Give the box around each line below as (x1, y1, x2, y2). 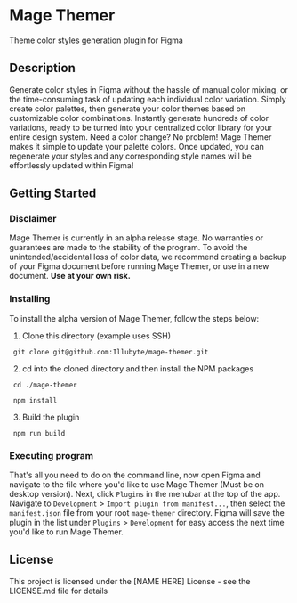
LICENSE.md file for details (9, 585, 108, 596)
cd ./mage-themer (12, 380, 77, 389)
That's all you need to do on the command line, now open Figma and (9, 469, 261, 481)
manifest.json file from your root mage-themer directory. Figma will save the (9, 508, 285, 518)
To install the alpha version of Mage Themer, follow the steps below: (9, 313, 260, 323)
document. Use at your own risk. (9, 271, 131, 281)
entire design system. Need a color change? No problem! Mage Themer (9, 131, 272, 143)
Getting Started (9, 186, 97, 201)
